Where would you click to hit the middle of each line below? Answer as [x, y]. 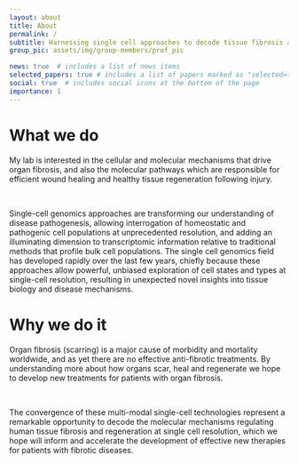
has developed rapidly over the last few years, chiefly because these [135, 260]
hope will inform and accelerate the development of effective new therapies [148, 440]
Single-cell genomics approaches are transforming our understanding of [142, 213]
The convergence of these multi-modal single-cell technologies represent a [147, 412]
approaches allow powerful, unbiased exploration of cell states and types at [148, 270]
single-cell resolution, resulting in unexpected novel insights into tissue [139, 279]
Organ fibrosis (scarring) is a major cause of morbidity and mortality [134, 349]
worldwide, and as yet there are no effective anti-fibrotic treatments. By [140, 359]
